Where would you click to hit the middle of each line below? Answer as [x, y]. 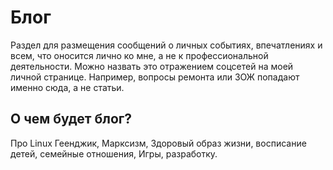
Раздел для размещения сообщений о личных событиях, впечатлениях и [166, 45]
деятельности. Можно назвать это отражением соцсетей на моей [152, 66]
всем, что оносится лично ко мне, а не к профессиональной [139, 55]
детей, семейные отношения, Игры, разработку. [114, 153]
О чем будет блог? [71, 119]
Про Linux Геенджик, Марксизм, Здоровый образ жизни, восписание [158, 143]
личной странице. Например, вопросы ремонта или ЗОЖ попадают [155, 77]
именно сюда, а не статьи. [67, 87]
